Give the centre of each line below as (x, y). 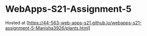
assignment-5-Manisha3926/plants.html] (48, 28)
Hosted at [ (17, 23)
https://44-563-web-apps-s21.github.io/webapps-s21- (85, 23)
